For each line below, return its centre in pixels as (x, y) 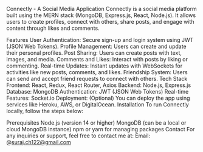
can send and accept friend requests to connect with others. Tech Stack (97, 79)
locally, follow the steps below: (45, 111)
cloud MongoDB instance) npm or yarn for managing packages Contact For (101, 129)
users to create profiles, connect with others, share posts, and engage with (100, 22)
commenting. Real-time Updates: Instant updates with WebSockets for (95, 66)
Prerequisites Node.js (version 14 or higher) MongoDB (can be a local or (96, 123)
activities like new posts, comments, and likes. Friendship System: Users (97, 72)
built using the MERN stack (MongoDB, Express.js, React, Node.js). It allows (101, 15)
